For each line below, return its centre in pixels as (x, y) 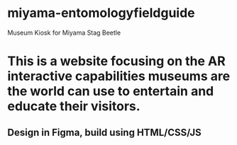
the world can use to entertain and (111, 92)
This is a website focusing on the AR (116, 61)
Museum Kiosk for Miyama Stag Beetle (64, 33)
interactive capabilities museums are (119, 76)
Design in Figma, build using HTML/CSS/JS (105, 132)
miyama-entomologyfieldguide (101, 13)
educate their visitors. (74, 106)
